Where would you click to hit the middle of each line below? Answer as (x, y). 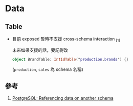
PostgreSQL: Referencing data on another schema (63, 98)
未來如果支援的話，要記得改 (40, 50)
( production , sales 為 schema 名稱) (48, 69)
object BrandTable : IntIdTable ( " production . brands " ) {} (70, 59)
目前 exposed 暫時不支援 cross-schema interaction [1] (66, 40)
